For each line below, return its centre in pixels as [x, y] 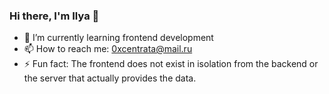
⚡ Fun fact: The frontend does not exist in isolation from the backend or [171, 64]
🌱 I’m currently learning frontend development [118, 38]
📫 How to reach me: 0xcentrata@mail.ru [108, 49]
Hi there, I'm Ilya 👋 [54, 16]
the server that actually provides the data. [110, 78]
